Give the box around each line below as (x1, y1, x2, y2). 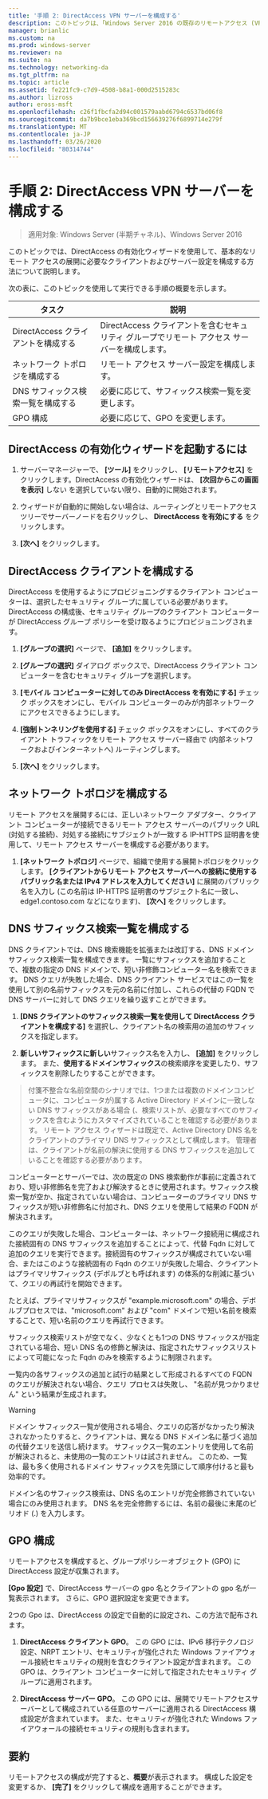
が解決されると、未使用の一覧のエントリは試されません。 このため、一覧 (8, 1451, 247, 1461)
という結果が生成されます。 (20, 1389, 112, 1399)
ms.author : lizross (8, 93, 73, 101)
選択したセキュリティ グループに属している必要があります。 (35, 596, 233, 606)
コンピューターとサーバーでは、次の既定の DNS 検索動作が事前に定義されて (8, 1171, 258, 1181)
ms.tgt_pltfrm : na (8, 71, 69, 79)
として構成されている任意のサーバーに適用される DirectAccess (41, 1704, 247, 1714)
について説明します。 (14, 266, 85, 276)
